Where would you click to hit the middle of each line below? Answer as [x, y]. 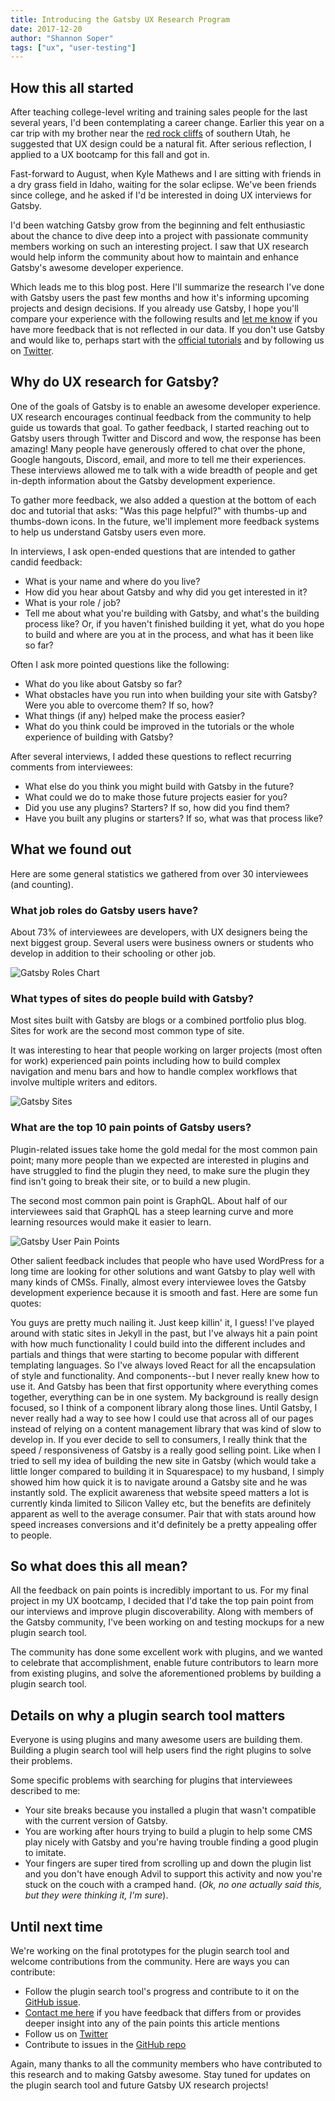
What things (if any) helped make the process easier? [135, 715]
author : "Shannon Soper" [62, 38]
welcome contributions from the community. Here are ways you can [150, 1962]
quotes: [26, 1303]
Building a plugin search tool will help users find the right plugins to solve [161, 1750]
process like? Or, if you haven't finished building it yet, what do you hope [174, 623]
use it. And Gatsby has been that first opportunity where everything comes [164, 1386]
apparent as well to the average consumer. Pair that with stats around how [163, 1513]
